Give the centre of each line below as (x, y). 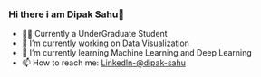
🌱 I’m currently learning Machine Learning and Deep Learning (137, 53)
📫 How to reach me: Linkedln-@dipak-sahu (104, 63)
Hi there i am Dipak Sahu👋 (66, 14)
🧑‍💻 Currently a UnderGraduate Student (95, 34)
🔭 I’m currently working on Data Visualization (105, 43)
